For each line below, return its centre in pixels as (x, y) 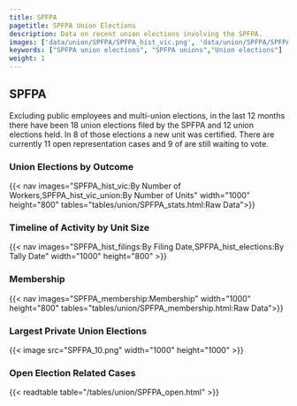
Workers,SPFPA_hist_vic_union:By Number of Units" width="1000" (129, 195)
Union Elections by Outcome (72, 166)
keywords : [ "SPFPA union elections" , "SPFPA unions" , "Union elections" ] (146, 50)
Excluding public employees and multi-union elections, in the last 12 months (147, 115)
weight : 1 (27, 58)
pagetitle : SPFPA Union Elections (73, 26)
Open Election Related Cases (72, 372)
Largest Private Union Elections (78, 331)
